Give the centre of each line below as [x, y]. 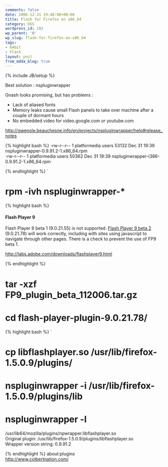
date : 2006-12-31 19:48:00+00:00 [40, 15]
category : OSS [20, 24]
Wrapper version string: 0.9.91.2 [38, 444]
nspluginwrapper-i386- [136, 156]
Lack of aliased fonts [34, 105]
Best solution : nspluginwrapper [38, 85]
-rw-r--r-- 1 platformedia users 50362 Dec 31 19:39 [58, 156]
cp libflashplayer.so [47, 352]
